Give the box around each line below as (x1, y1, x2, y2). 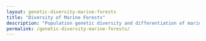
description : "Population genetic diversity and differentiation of (6, 20, 185, 26)
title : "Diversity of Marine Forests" (6, 14, 105, 20)
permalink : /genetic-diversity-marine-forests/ (6, 25, 131, 32)
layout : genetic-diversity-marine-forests (6, 8, 116, 15)
